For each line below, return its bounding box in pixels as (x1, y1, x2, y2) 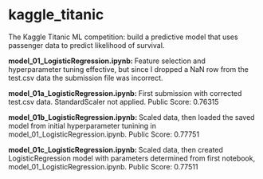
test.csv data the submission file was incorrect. (8, 73, 163, 82)
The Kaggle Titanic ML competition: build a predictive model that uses (8, 32, 238, 42)
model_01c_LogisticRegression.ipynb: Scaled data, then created (8, 145, 223, 154)
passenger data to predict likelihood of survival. (8, 40, 165, 50)
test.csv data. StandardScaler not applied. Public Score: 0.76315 (8, 97, 219, 106)
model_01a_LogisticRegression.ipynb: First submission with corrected (8, 88, 242, 97)
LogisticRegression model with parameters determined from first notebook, (8, 153, 256, 163)
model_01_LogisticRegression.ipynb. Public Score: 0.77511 (8, 161, 198, 171)
